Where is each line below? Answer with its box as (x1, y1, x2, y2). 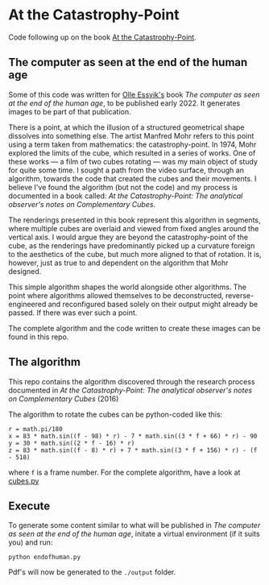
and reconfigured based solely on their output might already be (48, 299, 259, 309)
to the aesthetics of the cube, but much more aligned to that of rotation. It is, (8, 249, 262, 259)
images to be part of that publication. (8, 106, 131, 116)
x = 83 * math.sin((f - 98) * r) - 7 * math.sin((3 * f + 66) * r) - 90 (8, 432, 258, 440)
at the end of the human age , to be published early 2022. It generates (8, 98, 241, 108)
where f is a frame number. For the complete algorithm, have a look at (8, 467, 241, 477)
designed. (8, 266, 42, 276)
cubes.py (8, 475, 39, 485)
